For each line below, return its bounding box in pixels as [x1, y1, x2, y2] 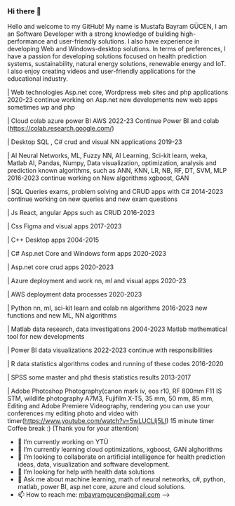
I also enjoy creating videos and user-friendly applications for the [7, 67, 196, 76]
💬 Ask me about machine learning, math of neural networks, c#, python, [17, 475, 226, 484]
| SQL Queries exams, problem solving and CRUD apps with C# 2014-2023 [7, 188, 224, 196]
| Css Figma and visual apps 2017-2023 [7, 222, 122, 231]
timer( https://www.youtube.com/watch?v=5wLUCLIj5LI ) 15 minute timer [7, 417, 215, 425]
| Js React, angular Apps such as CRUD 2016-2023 [7, 209, 156, 217]
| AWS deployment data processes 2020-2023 [7, 290, 142, 299]
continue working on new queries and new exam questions [7, 195, 177, 203]
